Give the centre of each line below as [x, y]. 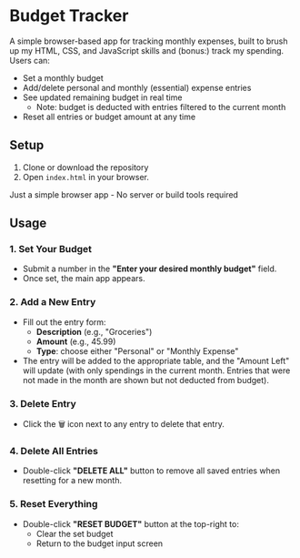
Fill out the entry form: [64, 322]
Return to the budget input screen [100, 543]
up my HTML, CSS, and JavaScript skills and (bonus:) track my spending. [147, 50]
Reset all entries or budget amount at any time [109, 117]
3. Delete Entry [43, 403]
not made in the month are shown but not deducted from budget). [146, 380]
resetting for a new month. [72, 481]
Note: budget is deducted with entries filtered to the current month [161, 107]
